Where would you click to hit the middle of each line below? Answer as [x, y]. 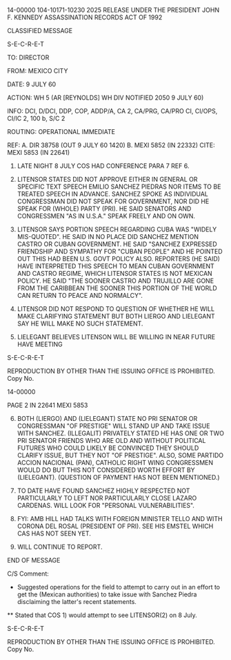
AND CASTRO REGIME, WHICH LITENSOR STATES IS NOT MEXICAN [114, 273]
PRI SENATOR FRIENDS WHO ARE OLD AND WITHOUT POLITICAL [111, 441]
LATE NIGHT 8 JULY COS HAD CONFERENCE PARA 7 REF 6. [103, 166]
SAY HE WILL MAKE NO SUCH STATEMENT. [80, 323]
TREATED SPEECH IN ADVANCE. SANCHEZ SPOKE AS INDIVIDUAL [112, 194]
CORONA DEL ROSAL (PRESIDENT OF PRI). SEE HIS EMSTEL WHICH [115, 526]
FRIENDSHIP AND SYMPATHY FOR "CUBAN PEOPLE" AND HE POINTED [120, 251]
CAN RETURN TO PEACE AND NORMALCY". [80, 295]
